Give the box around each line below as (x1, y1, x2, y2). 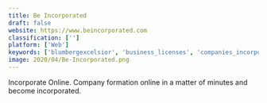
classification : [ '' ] (8, 33, 80, 42)
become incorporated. (8, 86, 82, 95)
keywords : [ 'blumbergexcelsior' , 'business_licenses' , (8, 48, 194, 56)
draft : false (8, 19, 52, 27)
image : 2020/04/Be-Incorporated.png (8, 56, 130, 64)
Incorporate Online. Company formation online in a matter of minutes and (8, 77, 248, 87)
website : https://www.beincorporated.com (8, 26, 148, 34)
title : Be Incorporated (8, 11, 87, 20)
